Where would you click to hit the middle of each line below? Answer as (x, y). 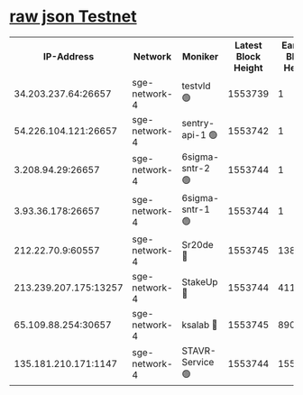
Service (198, 362)
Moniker (200, 56)
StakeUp (200, 281)
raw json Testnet (73, 17)
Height (248, 68)
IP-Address (69, 56)
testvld (196, 86)
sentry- (198, 124)
